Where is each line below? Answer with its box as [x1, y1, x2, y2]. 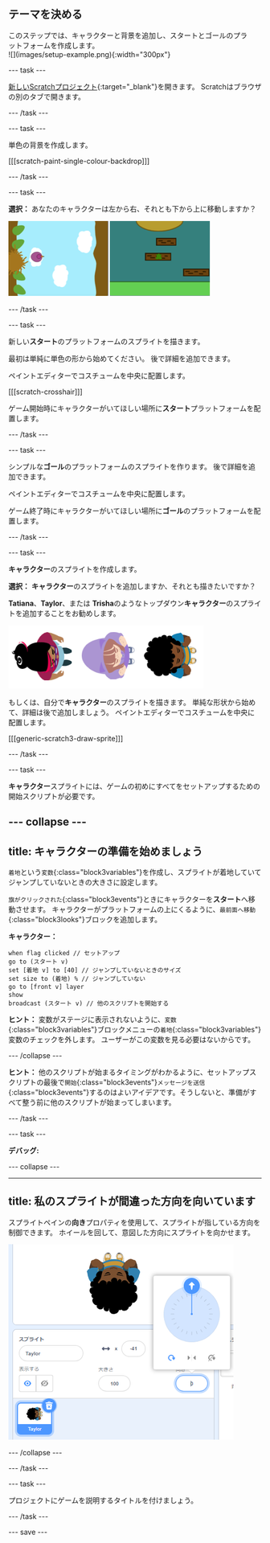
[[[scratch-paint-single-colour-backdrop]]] [8, 156, 150, 166]
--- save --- [8, 1527, 48, 1537]
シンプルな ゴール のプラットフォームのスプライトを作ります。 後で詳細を [8, 462, 249, 471]
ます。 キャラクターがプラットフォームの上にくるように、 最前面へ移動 [29, 905, 256, 914]
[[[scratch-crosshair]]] [8, 387, 83, 396]
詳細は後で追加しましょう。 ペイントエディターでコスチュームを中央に [22, 707, 256, 717]
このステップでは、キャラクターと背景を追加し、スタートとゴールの [8, 31, 234, 40]
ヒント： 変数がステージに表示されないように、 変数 [8, 1015, 177, 1024]
